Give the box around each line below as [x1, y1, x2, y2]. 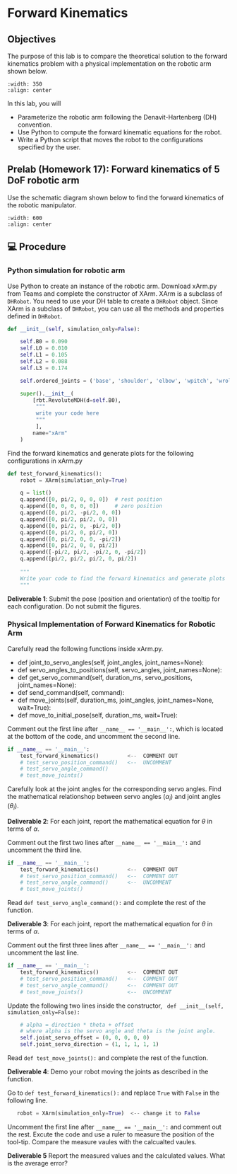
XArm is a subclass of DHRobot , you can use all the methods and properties [7, 304, 224, 313]
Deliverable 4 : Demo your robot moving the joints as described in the [7, 1067, 209, 1076]
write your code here [35, 410, 99, 417]
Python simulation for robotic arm [7, 265, 126, 275]
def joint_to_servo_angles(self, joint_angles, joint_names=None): [17, 658, 205, 667]
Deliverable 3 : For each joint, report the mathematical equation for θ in [7, 920, 213, 928]
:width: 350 [7, 81, 42, 88]
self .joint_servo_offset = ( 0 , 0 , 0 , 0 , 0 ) [20, 1035, 150, 1042]
